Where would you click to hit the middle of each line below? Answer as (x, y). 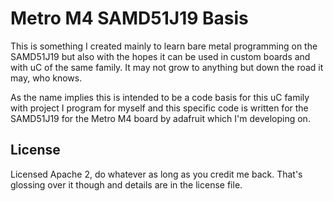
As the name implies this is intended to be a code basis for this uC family (160, 97)
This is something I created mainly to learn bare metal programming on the (164, 46)
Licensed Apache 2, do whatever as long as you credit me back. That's (156, 174)
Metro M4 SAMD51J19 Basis (129, 18)
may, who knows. (46, 78)
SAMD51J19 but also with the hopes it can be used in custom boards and (160, 56)
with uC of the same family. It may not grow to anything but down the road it (167, 67)
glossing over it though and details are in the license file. (126, 184)
